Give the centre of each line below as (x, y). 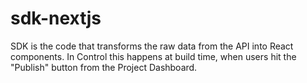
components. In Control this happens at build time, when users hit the (153, 56)
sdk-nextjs (56, 18)
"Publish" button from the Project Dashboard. (104, 67)
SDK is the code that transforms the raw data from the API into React (152, 46)
